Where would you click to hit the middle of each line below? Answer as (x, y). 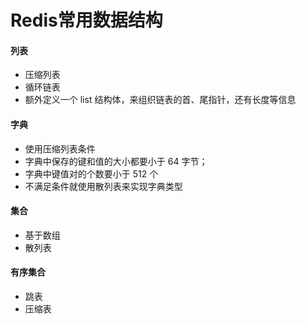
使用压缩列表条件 (60, 148)
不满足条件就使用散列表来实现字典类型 (103, 186)
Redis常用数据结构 (86, 20)
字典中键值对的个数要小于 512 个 (91, 173)
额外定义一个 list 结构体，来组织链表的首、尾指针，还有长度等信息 (160, 100)
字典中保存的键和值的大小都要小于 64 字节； (116, 161)
